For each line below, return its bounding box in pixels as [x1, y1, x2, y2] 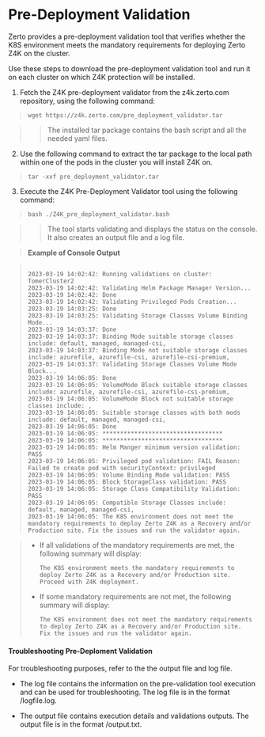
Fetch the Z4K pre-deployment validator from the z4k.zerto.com [19, 87, 229, 97]
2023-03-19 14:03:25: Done [27, 305, 117, 313]
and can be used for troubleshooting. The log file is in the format [19, 687, 231, 697]
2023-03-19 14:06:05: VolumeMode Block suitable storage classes [27, 381, 248, 389]
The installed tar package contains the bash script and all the [47, 125, 247, 135]
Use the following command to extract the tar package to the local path [19, 149, 252, 158]
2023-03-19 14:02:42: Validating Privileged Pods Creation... [27, 298, 237, 306]
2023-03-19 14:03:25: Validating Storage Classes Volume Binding [27, 311, 248, 320]
